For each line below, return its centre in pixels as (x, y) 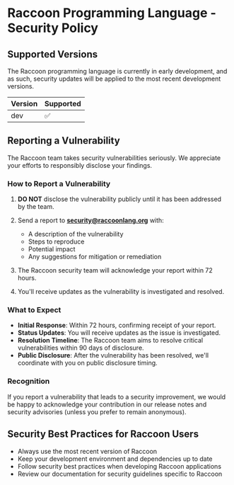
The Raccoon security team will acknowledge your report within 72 (115, 270)
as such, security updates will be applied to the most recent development (114, 79)
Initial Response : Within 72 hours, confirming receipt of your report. (117, 325)
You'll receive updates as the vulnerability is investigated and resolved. (121, 292)
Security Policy (53, 28)
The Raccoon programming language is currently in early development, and (117, 71)
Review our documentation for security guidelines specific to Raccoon (120, 474)
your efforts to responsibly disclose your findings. (80, 165)
